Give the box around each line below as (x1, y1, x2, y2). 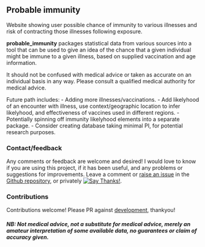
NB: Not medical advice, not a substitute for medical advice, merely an (6, 221, 191, 227)
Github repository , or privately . (6, 177, 122, 184)
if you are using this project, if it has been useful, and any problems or (6, 164, 183, 172)
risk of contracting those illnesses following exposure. (6, 28, 143, 35)
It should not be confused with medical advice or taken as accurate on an (6, 70, 192, 78)
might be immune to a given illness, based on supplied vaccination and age (6, 52, 196, 60)
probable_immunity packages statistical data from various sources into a (6, 39, 192, 47)
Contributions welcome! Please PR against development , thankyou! (6, 207, 176, 214)
